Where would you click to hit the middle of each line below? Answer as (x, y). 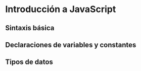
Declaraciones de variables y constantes (71, 45)
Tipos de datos (29, 62)
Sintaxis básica (30, 28)
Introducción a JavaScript (61, 9)
